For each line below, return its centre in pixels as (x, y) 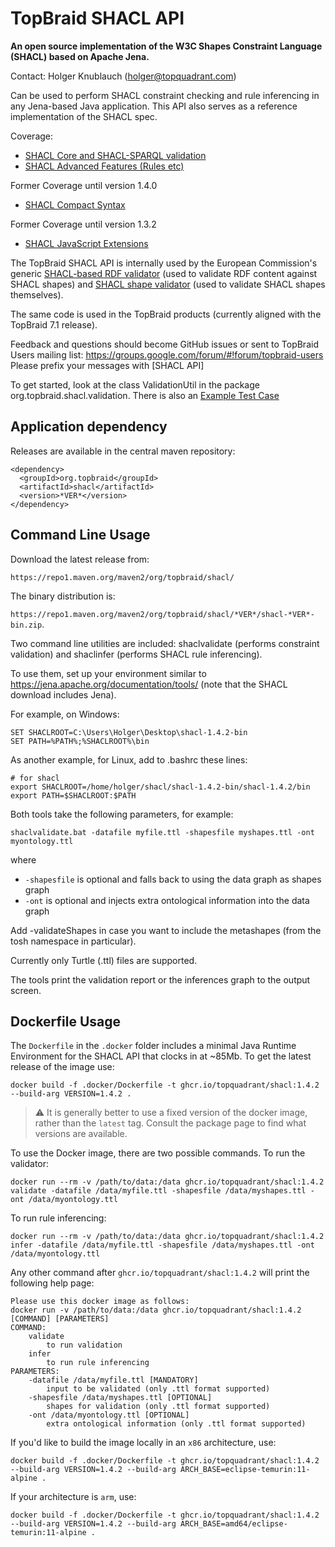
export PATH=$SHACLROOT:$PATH (73, 795)
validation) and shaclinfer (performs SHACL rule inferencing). (136, 654)
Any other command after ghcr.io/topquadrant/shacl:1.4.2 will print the (160, 1273)
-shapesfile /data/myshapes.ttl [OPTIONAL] (120, 1398)
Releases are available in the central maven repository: (123, 451)
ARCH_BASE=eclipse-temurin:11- (245, 1470)
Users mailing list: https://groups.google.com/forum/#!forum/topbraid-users (167, 354)
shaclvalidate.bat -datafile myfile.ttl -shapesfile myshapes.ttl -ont (162, 832)
